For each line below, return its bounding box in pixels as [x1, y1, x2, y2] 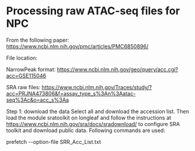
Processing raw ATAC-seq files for [6, 4, 180, 18]
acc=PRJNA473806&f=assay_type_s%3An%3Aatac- [6, 90, 136, 97]
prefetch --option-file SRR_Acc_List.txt [6, 138, 101, 145]
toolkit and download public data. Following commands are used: [6, 127, 165, 134]
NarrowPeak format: [6, 65, 56, 73]
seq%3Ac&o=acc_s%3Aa [6, 96, 70, 103]
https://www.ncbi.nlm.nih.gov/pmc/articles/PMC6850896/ [6, 43, 149, 50]
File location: [6, 54, 37, 61]
